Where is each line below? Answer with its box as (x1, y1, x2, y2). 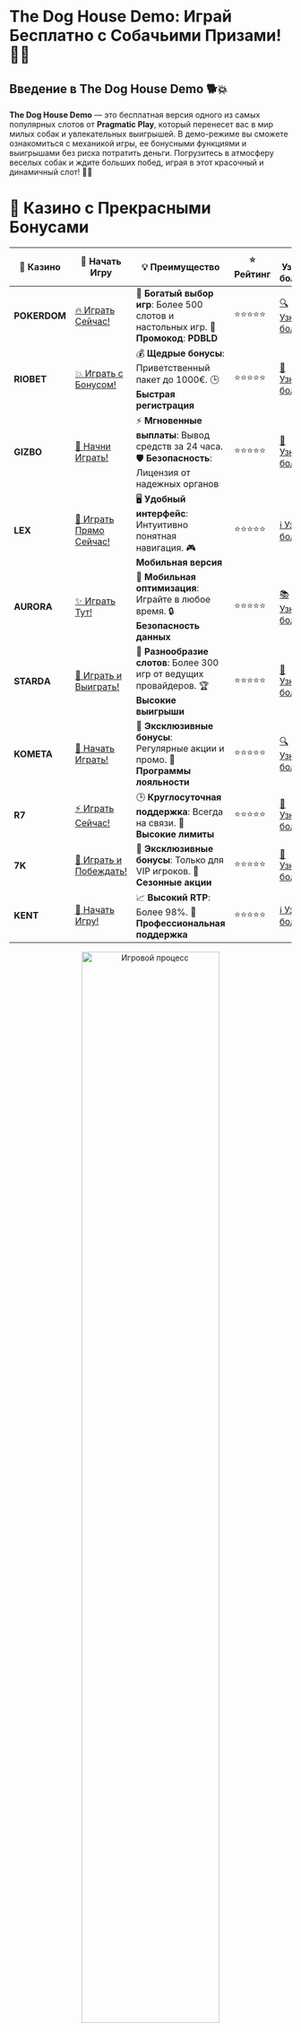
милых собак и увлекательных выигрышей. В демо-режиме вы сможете (9, 128, 288, 139)
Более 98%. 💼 (135, 906, 197, 918)
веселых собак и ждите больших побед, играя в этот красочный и (9, 157, 264, 168)
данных (135, 630, 172, 643)
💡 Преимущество (142, 260, 220, 273)
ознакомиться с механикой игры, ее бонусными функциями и (9, 138, 247, 149)
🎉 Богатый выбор (135, 287, 214, 300)
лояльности (135, 776, 190, 788)
